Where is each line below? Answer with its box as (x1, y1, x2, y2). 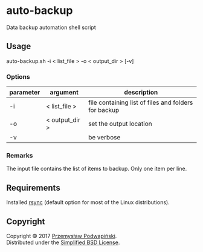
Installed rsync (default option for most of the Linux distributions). (6, 199, 170, 206)
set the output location (88, 119, 152, 128)
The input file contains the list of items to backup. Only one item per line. (6, 165, 187, 173)
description (124, 88, 158, 97)
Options (6, 72, 30, 81)
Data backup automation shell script (6, 24, 97, 31)
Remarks (6, 151, 33, 159)
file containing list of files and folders (88, 98, 193, 107)
